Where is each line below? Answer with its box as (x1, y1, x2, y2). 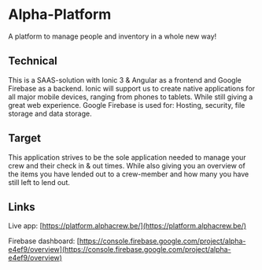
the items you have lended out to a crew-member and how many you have (8, 169, 249, 179)
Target (8, 131, 42, 145)
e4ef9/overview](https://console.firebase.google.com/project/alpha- (8, 245, 231, 254)
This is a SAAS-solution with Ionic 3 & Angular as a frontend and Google (8, 75, 242, 84)
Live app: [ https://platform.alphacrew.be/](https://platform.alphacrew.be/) (8, 221, 246, 231)
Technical (8, 54, 57, 68)
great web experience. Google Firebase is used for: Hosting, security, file (8, 100, 245, 109)
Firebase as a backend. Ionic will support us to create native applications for (8, 83, 256, 93)
